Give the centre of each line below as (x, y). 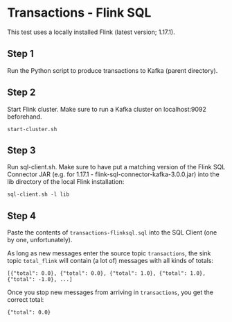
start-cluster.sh (32, 129)
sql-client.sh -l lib (38, 195)
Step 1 (21, 54)
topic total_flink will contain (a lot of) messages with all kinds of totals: (110, 261)
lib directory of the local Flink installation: (66, 182)
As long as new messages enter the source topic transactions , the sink (109, 253)
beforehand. (25, 117)
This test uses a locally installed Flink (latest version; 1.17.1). (91, 32)
